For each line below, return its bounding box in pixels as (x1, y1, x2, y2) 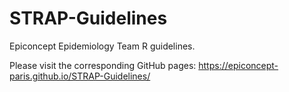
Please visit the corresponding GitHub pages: (9, 59, 197, 71)
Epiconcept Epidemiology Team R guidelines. (9, 40, 196, 52)
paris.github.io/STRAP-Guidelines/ (9, 70, 151, 82)
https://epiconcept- (198, 59, 279, 71)
